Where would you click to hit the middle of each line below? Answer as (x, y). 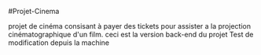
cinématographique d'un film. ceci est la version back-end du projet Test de (131, 34)
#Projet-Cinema (34, 11)
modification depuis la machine (59, 43)
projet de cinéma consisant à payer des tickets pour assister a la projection (130, 26)
